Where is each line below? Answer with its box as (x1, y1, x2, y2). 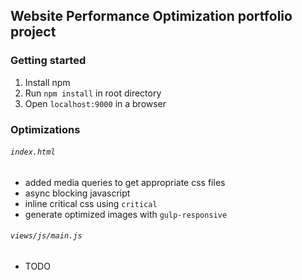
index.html (10, 147, 56, 158)
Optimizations (10, 122, 81, 136)
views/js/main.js (10, 231, 83, 241)
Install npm (24, 76, 71, 88)
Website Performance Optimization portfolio (10, 8, 293, 25)
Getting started (10, 54, 87, 68)
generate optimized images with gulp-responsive (24, 208, 228, 220)
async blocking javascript (24, 187, 131, 199)
